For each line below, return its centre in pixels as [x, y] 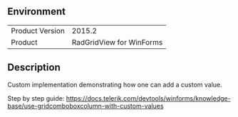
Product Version [38, 30]
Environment [37, 12]
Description [34, 68]
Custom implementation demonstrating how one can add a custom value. [115, 84]
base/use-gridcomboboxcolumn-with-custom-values [86, 106]
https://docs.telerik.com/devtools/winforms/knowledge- [148, 98]
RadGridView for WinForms [117, 42]
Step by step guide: [36, 98]
